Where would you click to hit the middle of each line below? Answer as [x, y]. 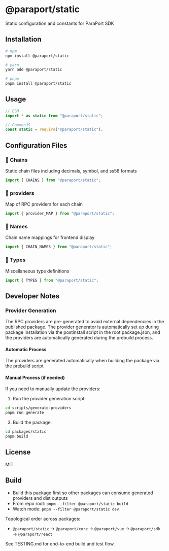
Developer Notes [32, 296]
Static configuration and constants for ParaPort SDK [60, 23]
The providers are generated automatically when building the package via [82, 361]
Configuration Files [36, 145]
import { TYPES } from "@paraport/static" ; [52, 280]
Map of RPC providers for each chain [44, 204]
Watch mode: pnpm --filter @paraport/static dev [66, 509]
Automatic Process [26, 349]
